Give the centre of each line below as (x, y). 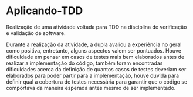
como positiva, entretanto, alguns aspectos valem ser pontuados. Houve (94, 50)
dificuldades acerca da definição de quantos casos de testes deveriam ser (96, 69)
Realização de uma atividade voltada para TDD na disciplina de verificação (97, 27)
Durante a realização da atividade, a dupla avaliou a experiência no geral (94, 44)
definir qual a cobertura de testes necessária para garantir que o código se (97, 82)
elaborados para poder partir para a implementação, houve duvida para (93, 75)
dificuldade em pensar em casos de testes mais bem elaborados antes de (95, 57)
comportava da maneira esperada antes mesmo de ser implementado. (91, 88)
